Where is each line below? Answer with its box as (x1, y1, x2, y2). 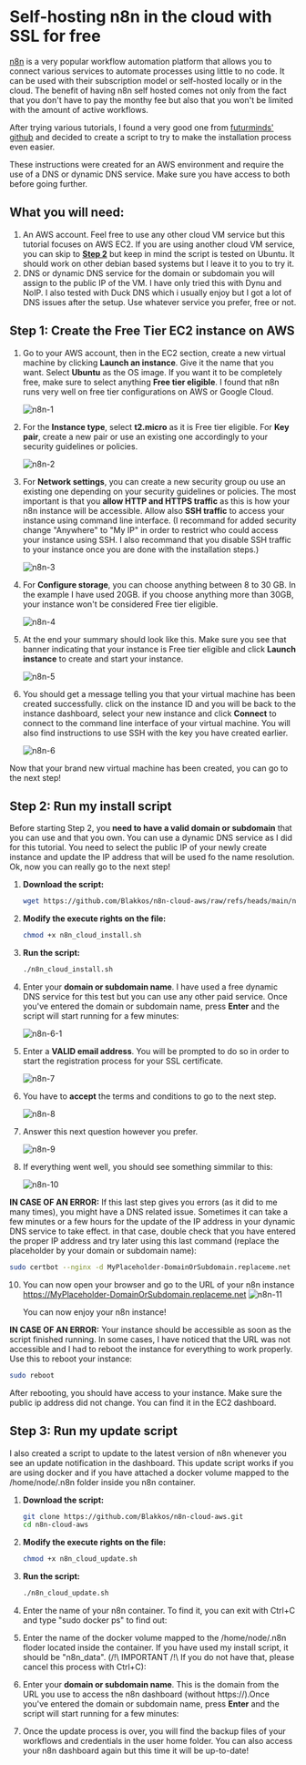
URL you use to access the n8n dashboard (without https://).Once (22, 1688, 270, 1700)
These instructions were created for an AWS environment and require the (9, 159, 284, 169)
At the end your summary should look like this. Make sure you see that (22, 633, 287, 644)
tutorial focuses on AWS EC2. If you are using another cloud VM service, (22, 239, 296, 250)
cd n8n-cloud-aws (22, 1520, 89, 1530)
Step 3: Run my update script (9, 1423, 178, 1439)
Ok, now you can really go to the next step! (9, 861, 171, 872)
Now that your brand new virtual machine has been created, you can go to (9, 763, 289, 774)
